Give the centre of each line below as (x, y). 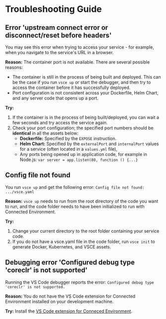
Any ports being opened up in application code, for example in (83, 154)
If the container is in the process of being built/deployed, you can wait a (86, 117)
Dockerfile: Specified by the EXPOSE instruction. (68, 138)
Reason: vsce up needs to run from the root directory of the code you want (82, 201)
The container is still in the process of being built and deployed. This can (86, 77)
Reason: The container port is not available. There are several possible (78, 62)
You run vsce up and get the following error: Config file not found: (75, 187)
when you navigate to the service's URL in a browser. (59, 52)
